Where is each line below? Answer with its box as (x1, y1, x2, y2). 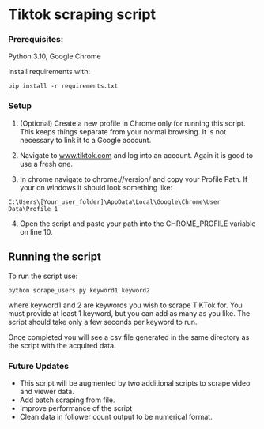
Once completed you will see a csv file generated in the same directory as (8, 332, 250, 341)
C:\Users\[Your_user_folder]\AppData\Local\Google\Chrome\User (8, 198, 221, 206)
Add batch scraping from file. (19, 395, 116, 405)
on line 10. (19, 227, 53, 236)
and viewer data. (19, 386, 75, 396)
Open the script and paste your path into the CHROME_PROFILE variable (19, 219, 256, 228)
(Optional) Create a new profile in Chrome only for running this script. (19, 119, 246, 128)
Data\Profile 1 (8, 205, 58, 213)
